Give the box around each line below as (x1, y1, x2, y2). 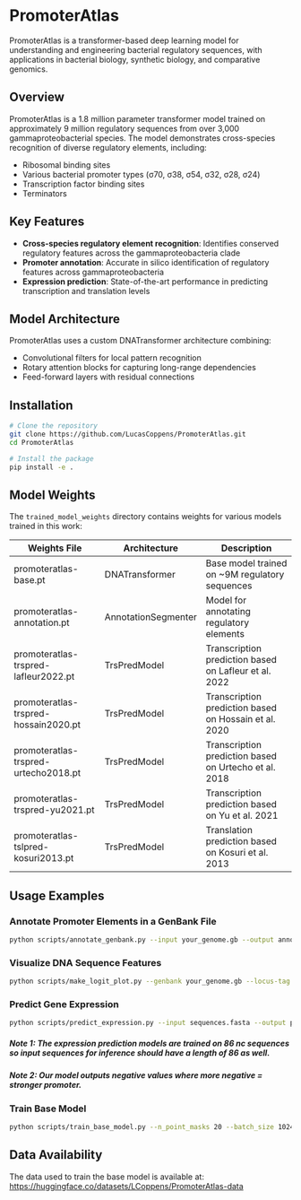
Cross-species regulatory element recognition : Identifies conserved (21, 238, 279, 248)
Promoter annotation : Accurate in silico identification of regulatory (21, 257, 270, 267)
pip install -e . (9, 463, 74, 472)
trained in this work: (9, 521, 83, 532)
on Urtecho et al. (205, 761, 276, 774)
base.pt (13, 574, 47, 587)
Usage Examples (9, 888, 105, 903)
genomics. (9, 64, 48, 74)
